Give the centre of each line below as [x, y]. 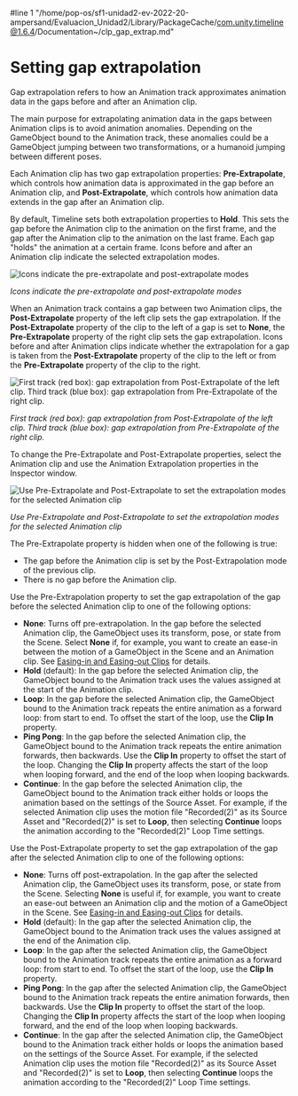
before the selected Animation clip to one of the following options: [131, 606]
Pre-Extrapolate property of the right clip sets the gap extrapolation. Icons [146, 336]
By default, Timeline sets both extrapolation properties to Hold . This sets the [149, 219]
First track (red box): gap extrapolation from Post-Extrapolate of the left [141, 418]
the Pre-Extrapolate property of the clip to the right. [106, 365]
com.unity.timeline [251, 22]
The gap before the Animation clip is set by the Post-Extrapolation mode [155, 560]
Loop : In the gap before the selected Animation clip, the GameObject [149, 698]
